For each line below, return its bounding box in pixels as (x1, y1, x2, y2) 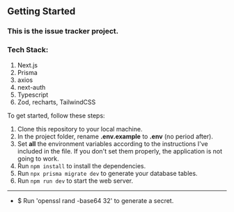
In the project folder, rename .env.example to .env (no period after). (17, 132, 214, 140)
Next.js (17, 60, 38, 69)
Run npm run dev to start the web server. (17, 177, 134, 185)
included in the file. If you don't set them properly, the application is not (17, 147, 223, 155)
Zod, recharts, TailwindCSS (17, 97, 96, 106)
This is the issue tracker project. (7, 26, 119, 36)
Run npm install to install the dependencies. (17, 161, 146, 170)
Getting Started (7, 6, 76, 17)
